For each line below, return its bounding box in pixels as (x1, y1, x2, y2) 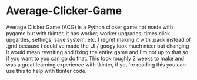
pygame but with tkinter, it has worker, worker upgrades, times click (6, 29, 171, 36)
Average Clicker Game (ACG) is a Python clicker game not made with (6, 24, 173, 31)
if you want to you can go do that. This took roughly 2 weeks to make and (6, 55, 184, 62)
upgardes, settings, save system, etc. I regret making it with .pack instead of (6, 36, 191, 43)
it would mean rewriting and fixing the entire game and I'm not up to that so (6, 48, 189, 55)
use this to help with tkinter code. (6, 67, 87, 74)
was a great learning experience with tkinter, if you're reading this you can (6, 61, 186, 68)
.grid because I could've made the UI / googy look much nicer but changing (6, 42, 189, 49)
